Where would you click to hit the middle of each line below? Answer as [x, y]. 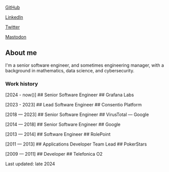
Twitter [13, 27]
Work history [22, 83]
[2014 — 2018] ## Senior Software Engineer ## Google [63, 125]
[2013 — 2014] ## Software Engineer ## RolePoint [58, 134]
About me [21, 53]
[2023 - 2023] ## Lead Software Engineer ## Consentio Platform [74, 105]
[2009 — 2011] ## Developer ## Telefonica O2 [54, 154]
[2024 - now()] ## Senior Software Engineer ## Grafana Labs [70, 95]
